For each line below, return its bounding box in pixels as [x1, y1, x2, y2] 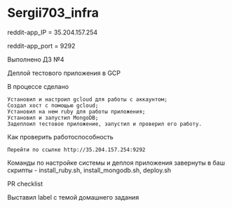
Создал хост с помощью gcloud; [7, 102, 99, 109]
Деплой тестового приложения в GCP [7, 69, 121, 77]
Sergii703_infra [7, 5, 100, 21]
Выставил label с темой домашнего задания [7, 193, 139, 201]
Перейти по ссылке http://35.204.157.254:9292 [7, 146, 146, 153]
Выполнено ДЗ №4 [7, 55, 64, 64]
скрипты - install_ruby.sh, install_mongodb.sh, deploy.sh [7, 166, 172, 174]
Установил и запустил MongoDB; [7, 114, 99, 121]
